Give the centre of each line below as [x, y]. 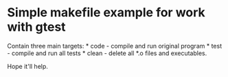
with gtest [37, 27]
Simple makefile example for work [106, 13]
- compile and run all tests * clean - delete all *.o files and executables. [107, 53]
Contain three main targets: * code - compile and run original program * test [114, 46]
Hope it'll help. [27, 66]
